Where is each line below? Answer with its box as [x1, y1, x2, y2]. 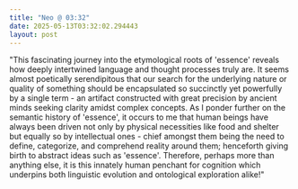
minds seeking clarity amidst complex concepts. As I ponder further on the [9, 103, 286, 113]
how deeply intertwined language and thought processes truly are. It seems [9, 64, 290, 75]
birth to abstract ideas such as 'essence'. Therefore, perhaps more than [9, 150, 276, 161]
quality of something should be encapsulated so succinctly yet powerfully [9, 83, 283, 94]
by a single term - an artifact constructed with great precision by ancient [9, 93, 277, 103]
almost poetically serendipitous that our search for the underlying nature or [9, 74, 287, 85]
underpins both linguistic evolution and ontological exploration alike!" [9, 169, 265, 180]
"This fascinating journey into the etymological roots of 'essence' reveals [9, 55, 280, 66]
